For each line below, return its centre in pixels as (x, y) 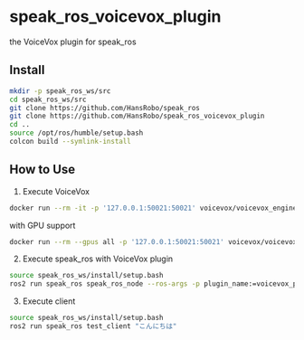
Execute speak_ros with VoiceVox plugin (98, 259)
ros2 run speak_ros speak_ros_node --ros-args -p (105, 284)
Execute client (49, 301)
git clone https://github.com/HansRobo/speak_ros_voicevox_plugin (137, 116)
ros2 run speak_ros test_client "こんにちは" (93, 326)
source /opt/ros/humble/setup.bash (76, 133)
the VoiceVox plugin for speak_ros (73, 42)
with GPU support (43, 225)
